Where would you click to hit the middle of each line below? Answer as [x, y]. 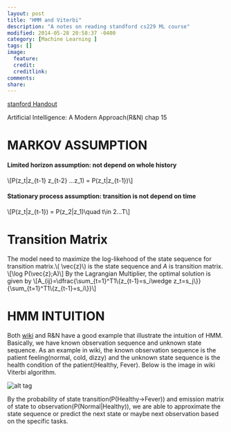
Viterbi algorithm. [32, 372]
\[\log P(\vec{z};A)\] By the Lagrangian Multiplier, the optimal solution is [109, 273]
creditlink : [31, 71]
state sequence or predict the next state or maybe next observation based [113, 413]
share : [17, 84]
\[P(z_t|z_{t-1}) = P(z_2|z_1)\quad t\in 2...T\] [68, 211]
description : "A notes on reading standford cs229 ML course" [99, 26]
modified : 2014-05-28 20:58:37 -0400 [62, 33]
